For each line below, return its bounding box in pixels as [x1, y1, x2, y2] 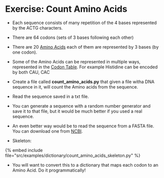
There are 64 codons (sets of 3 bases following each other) [12, 34, 134, 40]
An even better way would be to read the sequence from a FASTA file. [12, 123, 155, 129]
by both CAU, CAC [12, 69, 50, 75]
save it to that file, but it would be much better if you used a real [12, 108, 142, 114]
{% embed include [5, 147, 43, 153]
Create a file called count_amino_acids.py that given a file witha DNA [12, 79, 155, 85]
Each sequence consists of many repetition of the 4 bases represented [12, 20, 157, 26]
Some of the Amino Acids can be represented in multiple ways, [12, 59, 141, 64]
